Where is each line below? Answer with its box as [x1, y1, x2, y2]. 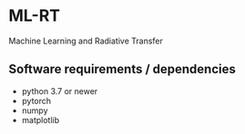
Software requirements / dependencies [8, 62, 236, 77]
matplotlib [21, 114, 60, 125]
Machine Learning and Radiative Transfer [8, 35, 163, 46]
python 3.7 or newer [21, 85, 98, 96]
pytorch [21, 95, 52, 106]
